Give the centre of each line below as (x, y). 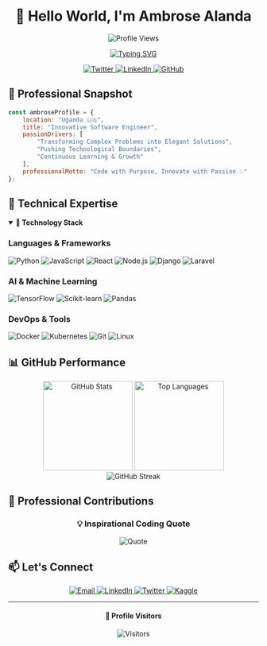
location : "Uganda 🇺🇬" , (64, 120)
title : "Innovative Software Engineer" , (90, 127)
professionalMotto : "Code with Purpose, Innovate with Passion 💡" (135, 171)
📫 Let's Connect (51, 567)
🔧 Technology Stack (49, 222)
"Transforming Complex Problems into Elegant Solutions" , (135, 142)
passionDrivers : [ (53, 134)
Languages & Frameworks (60, 243)
